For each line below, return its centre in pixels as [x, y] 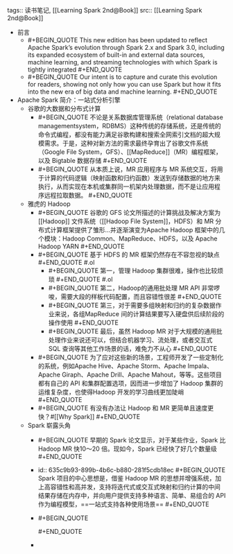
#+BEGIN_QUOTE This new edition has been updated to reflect [118, 40]
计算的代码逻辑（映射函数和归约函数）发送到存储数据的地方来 [132, 178]
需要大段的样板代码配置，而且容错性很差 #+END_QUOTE [141, 296]
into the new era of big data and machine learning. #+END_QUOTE [122, 92]
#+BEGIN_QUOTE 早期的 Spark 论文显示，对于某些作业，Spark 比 [132, 440]
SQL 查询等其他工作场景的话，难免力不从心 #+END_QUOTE [133, 348]
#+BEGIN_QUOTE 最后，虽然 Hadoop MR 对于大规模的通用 [132, 331]
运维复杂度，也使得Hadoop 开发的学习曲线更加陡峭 [111, 392]
